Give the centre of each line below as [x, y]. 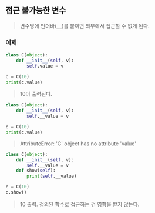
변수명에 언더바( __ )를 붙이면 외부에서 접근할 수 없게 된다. [85, 26]
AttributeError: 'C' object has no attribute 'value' [78, 144]
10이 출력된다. [36, 94]
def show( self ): [36, 171]
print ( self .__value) [52, 176]
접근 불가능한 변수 [36, 11]
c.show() [16, 192]
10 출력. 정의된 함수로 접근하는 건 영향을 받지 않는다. [80, 204]
